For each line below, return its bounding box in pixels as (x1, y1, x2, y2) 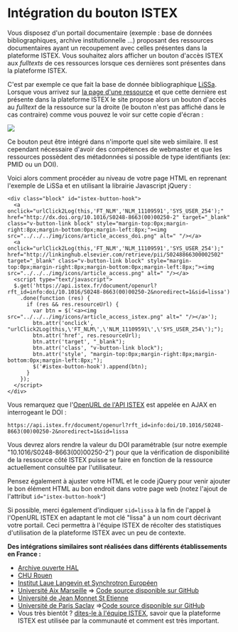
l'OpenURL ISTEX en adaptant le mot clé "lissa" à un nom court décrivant (7, 513, 222, 522)
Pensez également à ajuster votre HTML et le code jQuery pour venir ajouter (7, 476, 231, 485)
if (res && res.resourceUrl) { (26, 301, 119, 308)
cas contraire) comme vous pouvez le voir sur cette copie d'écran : (7, 110, 204, 119)
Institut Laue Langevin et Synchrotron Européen (17, 578, 158, 587)
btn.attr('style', (33, 350, 87, 358)
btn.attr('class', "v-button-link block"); (33, 344, 163, 351)
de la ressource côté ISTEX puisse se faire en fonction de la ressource (7, 455, 213, 464)
